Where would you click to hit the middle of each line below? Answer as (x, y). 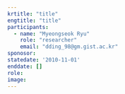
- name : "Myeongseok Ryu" (52, 34)
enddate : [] (25, 66)
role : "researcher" (49, 40)
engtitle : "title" (34, 20)
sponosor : (22, 54)
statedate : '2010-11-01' (44, 60)
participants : (28, 27)
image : (17, 80)
